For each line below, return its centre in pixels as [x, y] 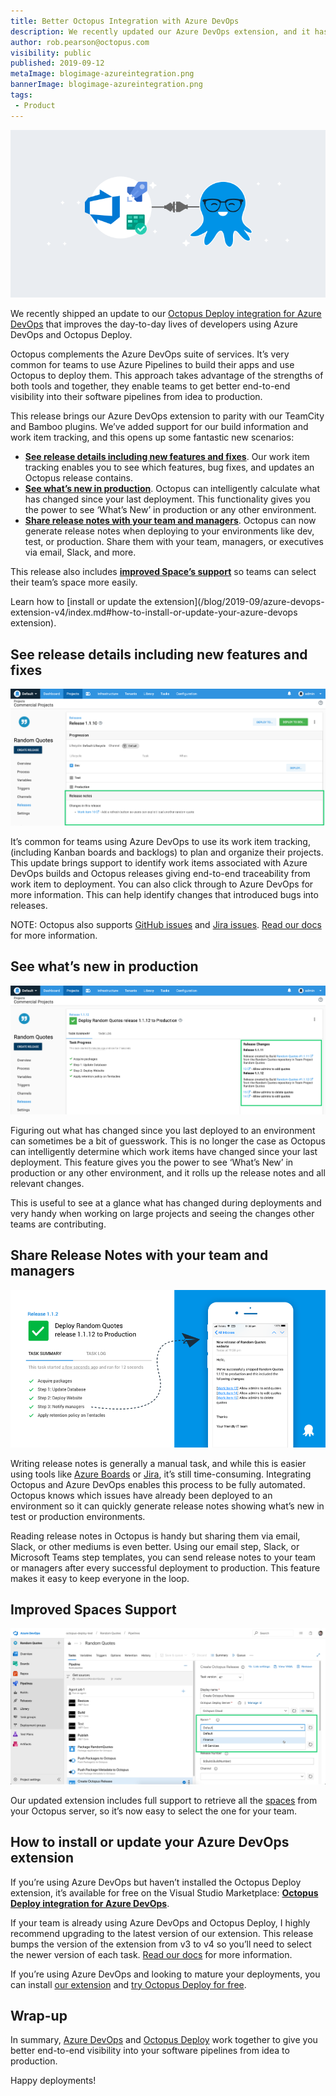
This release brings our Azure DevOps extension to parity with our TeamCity [167, 416]
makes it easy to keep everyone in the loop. [100, 1578]
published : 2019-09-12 [57, 63]
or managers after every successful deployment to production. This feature [165, 1567]
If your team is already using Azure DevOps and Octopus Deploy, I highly [160, 1922]
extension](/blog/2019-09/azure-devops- [239, 602]
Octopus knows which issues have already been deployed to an [141, 1495]
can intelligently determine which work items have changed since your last [164, 1151]
